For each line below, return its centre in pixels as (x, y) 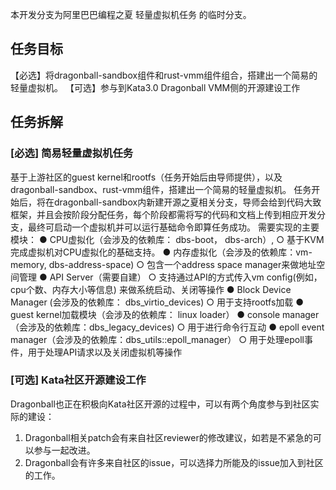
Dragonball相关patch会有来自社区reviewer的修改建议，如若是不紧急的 (168, 437)
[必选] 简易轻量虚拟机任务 (72, 153)
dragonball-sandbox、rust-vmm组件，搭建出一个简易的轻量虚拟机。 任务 (161, 189)
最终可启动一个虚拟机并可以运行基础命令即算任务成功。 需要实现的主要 (173, 227)
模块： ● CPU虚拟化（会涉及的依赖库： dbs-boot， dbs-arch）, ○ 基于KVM (167, 239)
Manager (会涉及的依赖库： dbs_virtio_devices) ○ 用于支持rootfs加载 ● (157, 302)
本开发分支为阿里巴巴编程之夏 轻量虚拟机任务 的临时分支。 (131, 14)
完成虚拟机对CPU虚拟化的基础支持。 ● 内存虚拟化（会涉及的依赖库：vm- (161, 252)
